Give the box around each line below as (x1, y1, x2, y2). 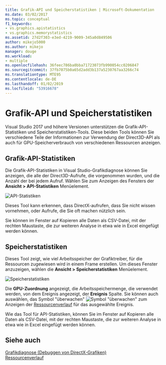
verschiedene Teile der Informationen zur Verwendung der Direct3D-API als (5, 134, 160, 140)
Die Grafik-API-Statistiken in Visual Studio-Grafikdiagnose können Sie (5, 167, 148, 173)
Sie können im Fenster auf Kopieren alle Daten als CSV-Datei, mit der (5, 218, 146, 224)
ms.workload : (5, 53, 32, 59)
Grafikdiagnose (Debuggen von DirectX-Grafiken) (5, 349, 107, 355)
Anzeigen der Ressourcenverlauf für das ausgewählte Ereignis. (5, 302, 134, 308)
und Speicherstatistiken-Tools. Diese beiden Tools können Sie (27, 129, 155, 135)
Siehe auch (5, 336, 41, 345)
